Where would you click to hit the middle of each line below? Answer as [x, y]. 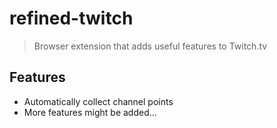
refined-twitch [71, 18]
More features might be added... [90, 112]
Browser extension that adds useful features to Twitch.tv [150, 46]
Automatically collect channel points [98, 101]
